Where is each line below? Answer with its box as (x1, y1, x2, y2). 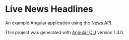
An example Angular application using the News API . (5, 20, 113, 26)
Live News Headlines (5, 3, 93, 15)
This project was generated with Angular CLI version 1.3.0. (5, 29, 125, 35)
